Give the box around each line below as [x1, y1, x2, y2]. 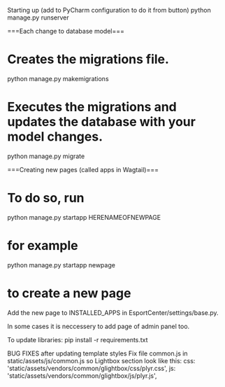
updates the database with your [7, 114, 196, 130]
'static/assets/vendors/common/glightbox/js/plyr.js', [7, 371, 157, 380]
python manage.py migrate [7, 152, 85, 160]
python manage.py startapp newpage [7, 260, 115, 269]
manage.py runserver [7, 13, 70, 22]
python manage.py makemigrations [7, 74, 110, 83]
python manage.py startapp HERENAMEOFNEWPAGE [7, 213, 161, 221]
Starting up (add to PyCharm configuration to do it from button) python [7, 6, 211, 14]
